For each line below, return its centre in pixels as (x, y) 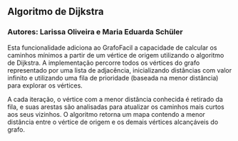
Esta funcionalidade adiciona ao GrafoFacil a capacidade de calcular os (112, 47)
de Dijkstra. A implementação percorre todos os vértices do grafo (104, 63)
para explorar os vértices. (45, 85)
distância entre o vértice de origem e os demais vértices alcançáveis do (113, 122)
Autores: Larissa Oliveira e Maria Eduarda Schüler (95, 32)
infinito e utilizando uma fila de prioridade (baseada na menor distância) (113, 78)
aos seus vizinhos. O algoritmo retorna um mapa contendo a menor (106, 114)
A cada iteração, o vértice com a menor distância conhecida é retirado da (115, 99)
